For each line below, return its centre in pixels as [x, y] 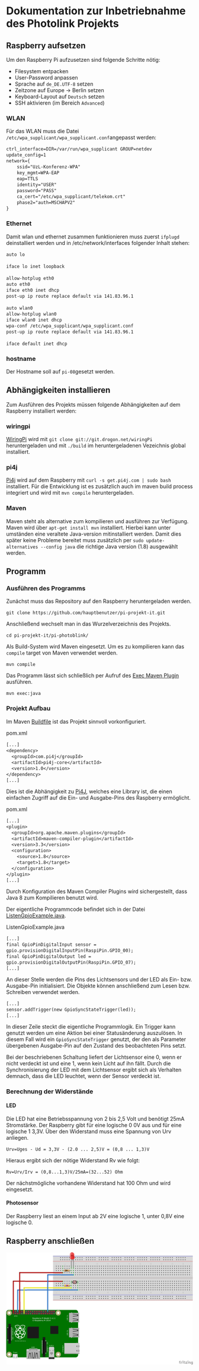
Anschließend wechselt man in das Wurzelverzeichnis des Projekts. [89, 624]
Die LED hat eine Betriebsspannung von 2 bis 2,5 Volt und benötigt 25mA [95, 1118]
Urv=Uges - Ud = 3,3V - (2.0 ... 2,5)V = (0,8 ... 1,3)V [78, 1149]
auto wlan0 [20, 308]
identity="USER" [37, 185]
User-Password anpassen [46, 78]
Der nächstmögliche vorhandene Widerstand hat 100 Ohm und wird [88, 1183]
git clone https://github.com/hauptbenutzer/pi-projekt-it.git [86, 613]
